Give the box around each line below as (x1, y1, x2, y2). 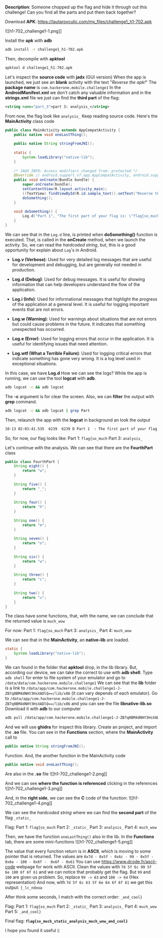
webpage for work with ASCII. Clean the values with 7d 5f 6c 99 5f (16, 863, 152, 869)
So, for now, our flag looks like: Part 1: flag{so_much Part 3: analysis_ (5, 435, 143, 441)
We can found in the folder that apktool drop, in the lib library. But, (5, 665, 138, 670)
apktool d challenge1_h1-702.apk (5, 65, 73, 70)
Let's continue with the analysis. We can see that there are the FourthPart (5, 444, 153, 450)
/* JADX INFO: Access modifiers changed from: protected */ (14, 168, 138, 173)
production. (12, 267, 35, 272)
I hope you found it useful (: (5, 927, 61, 933)
